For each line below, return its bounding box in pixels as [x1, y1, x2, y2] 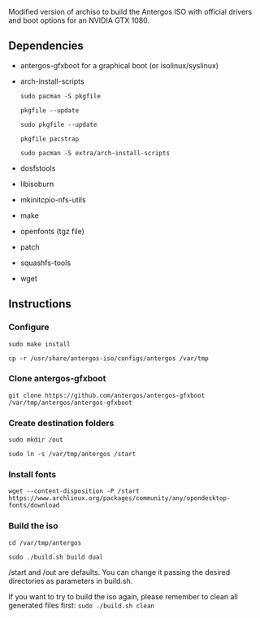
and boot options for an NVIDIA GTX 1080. [8, 15, 150, 25]
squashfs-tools [19, 258, 71, 268]
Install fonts [8, 469, 57, 481]
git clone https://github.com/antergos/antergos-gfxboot [8, 391, 206, 399]
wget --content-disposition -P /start [8, 487, 140, 495]
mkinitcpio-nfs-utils [19, 194, 87, 204]
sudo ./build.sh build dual [8, 553, 104, 561]
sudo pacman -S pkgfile [19, 92, 102, 100]
